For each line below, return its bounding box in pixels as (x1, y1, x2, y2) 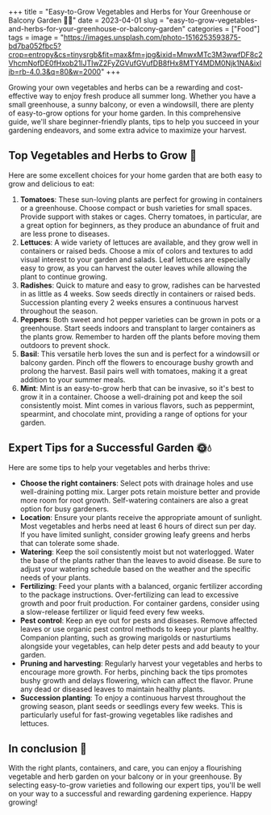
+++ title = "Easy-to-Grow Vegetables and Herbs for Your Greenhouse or (8, 7, 252, 16)
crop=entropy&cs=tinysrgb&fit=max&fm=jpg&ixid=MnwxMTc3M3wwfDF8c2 (8, 50, 263, 59)
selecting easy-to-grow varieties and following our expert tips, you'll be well (8, 780, 261, 790)
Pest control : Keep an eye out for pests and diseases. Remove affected (19, 615, 258, 625)
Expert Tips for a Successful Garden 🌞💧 (8, 441, 212, 455)
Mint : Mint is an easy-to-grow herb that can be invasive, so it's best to (19, 383, 254, 393)
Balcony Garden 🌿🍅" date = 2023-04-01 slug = (8, 15, 165, 25)
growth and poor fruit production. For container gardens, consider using (19, 598, 260, 608)
